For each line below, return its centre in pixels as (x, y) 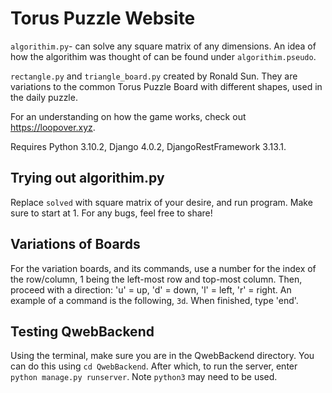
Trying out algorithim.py (87, 178)
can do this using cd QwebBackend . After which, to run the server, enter (154, 366)
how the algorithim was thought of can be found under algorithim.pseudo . (163, 56)
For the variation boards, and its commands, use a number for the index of (163, 268)
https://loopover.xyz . (53, 127)
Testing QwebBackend (82, 331)
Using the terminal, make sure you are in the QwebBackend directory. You (162, 356)
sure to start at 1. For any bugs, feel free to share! (111, 213)
